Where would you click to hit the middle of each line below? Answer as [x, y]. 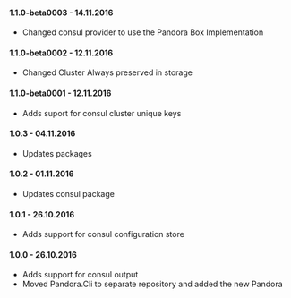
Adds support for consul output [80, 275]
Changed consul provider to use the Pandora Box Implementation [143, 32]
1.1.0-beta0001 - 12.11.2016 [60, 93]
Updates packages [57, 153]
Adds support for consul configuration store [103, 234]
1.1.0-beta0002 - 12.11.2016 [61, 53]
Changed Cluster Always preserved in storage [107, 72]
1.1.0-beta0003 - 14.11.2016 [61, 13]
